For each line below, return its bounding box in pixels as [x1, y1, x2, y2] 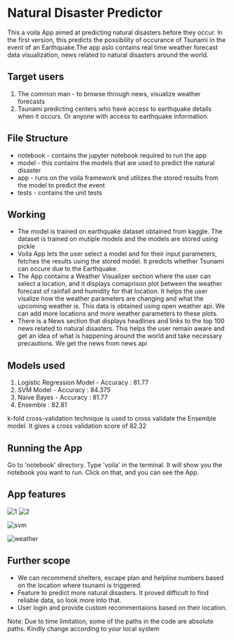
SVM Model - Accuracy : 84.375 [17, 386, 111, 394]
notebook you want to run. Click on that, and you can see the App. [7, 469, 200, 476]
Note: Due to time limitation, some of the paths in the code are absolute [7, 617, 214, 625]
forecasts [17, 97, 46, 105]
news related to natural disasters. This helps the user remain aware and [17, 325, 225, 333]
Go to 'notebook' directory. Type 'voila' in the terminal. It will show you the [7, 461, 223, 469]
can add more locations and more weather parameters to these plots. [17, 309, 219, 318]
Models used [7, 360, 65, 372]
